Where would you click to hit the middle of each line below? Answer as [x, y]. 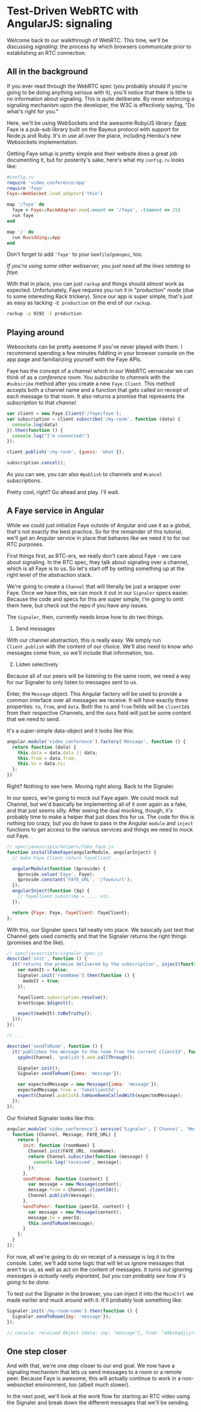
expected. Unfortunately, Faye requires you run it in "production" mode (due [101, 290]
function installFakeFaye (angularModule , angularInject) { [82, 852]
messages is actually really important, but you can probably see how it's [96, 1275]
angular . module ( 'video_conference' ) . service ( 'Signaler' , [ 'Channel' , [95, 1129]
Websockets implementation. [42, 142]
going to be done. [28, 1282]
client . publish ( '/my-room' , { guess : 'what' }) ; [66, 452]
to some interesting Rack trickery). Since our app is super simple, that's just [100, 296]
